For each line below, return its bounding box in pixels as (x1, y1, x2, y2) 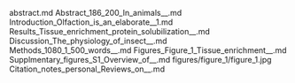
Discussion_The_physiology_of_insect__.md (9, 35, 167, 46)
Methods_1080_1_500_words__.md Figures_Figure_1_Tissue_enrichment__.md (9, 45, 287, 56)
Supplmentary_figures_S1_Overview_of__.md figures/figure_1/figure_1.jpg (9, 55, 272, 64)
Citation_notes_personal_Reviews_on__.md (9, 64, 166, 74)
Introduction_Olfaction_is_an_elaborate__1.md (9, 17, 174, 27)
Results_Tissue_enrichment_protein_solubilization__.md (9, 26, 211, 36)
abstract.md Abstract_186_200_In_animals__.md (9, 8, 182, 18)
